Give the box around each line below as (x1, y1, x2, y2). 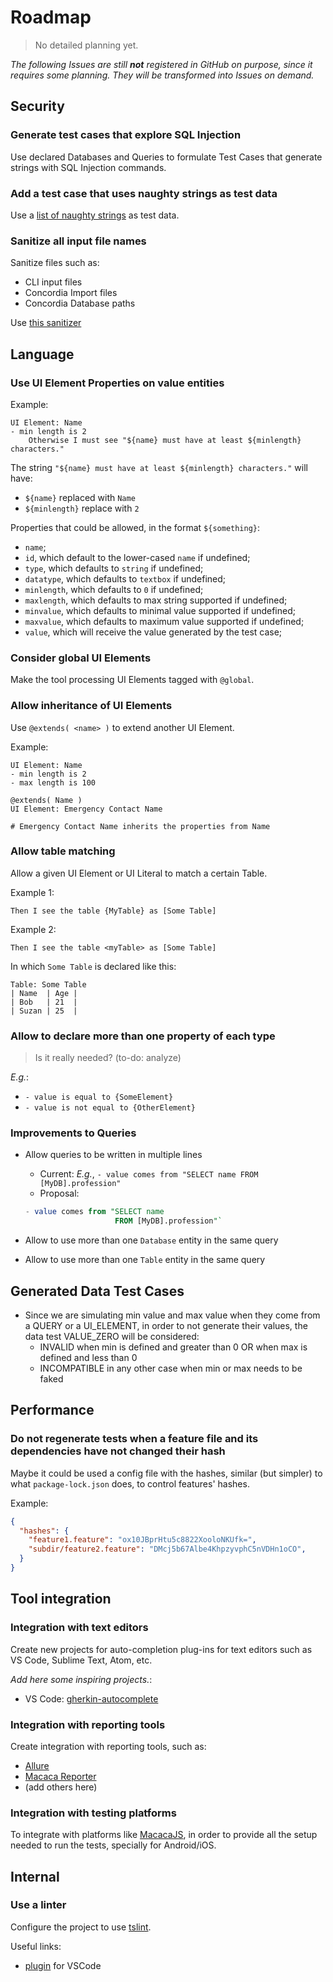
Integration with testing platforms (10, 1806, 177, 1820)
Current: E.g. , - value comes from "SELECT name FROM (39, 1168, 259, 1180)
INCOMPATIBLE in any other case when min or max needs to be (39, 1362, 303, 1374)
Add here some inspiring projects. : (10, 1673, 153, 1685)
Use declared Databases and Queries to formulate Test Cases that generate (10, 151, 323, 163)
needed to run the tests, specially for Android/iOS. (10, 1839, 217, 1851)
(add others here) (24, 1781, 98, 1793)
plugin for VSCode (24, 1959, 102, 1971)
